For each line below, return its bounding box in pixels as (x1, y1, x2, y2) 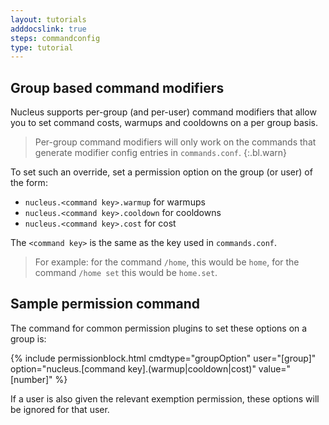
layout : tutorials (10, 14, 87, 25)
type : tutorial (10, 42, 74, 53)
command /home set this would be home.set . (34, 267, 218, 279)
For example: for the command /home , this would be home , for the (34, 256, 300, 268)
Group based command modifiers (10, 79, 225, 96)
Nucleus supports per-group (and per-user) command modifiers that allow (10, 106, 317, 118)
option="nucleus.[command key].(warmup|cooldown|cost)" (10, 362, 257, 375)
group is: (10, 332, 47, 345)
